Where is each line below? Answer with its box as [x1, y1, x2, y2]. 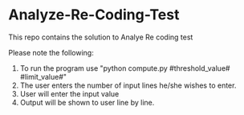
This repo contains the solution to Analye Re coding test [8, 32, 193, 42]
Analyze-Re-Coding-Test [8, 6, 180, 24]
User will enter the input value [19, 88, 120, 98]
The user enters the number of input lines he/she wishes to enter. [19, 80, 237, 90]
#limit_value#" [19, 72, 67, 81]
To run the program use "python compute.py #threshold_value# [19, 63, 230, 73]
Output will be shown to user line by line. [19, 97, 155, 107]
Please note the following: [8, 47, 94, 57]
